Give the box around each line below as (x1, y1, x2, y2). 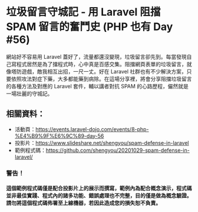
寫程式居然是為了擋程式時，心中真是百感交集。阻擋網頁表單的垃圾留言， (11, 60, 187, 68)
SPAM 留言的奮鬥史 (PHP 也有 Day (6, 20, 173, 34)
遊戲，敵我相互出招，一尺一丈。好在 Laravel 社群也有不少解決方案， (21, 68, 187, 75)
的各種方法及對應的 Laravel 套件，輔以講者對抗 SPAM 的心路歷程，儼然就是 (6, 82, 189, 90)
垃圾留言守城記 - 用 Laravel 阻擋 (6, 5, 161, 19)
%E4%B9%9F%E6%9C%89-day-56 (14, 132, 104, 139)
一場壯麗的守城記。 (6, 90, 53, 97)
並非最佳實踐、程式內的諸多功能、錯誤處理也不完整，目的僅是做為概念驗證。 (6, 192, 192, 199)
